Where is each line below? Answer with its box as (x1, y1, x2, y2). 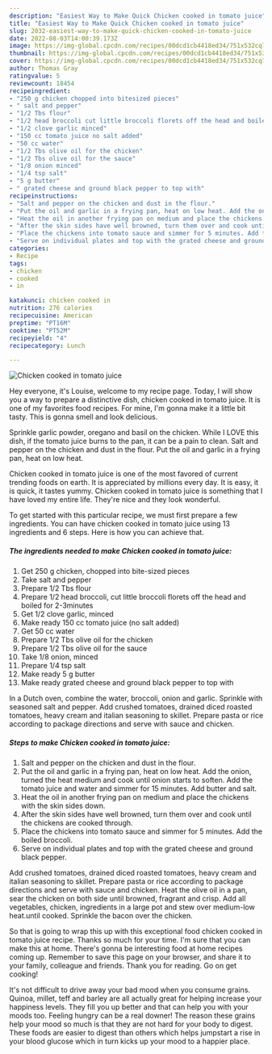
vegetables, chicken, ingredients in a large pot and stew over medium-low (9, 902, 255, 912)
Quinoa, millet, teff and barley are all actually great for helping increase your (9, 993, 262, 1003)
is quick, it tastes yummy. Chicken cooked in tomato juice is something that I (9, 486, 263, 496)
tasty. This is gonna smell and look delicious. (9, 412, 158, 422)
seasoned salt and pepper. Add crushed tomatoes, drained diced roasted (9, 702, 253, 712)
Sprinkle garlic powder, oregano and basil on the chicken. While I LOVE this (9, 428, 259, 437)
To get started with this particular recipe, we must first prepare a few (9, 510, 238, 521)
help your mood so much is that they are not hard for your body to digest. (9, 1019, 253, 1029)
